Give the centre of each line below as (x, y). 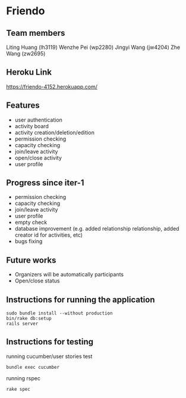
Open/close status (37, 281)
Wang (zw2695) (26, 54)
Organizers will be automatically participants (69, 275)
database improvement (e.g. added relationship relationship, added (97, 229)
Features (23, 105)
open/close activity (38, 158)
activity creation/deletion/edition (55, 132)
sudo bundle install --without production (59, 313)
